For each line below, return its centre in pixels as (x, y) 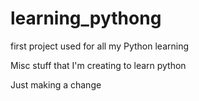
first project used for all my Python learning (100, 46)
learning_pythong (86, 18)
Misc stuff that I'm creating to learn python (98, 65)
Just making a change (56, 84)
